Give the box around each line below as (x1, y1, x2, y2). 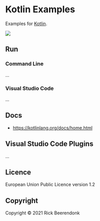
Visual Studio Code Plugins (5, 140, 93, 148)
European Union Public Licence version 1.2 (5, 182, 95, 188)
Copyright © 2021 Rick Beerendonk (5, 210, 80, 216)
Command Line (5, 60, 44, 68)
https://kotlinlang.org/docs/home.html (12, 124, 93, 131)
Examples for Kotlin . (5, 20, 47, 27)
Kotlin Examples (5, 4, 76, 15)
